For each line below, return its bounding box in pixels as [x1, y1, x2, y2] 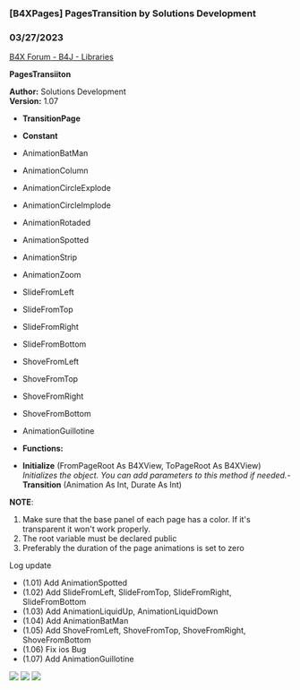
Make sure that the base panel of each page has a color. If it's [21, 514, 251, 525]
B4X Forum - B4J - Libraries [9, 52, 114, 63]
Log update [9, 560, 52, 571]
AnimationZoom [21, 270, 81, 280]
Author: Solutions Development [9, 86, 127, 97]
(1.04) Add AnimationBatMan [21, 616, 129, 626]
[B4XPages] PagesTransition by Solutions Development [9, 7, 257, 20]
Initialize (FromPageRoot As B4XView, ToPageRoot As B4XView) [21, 461, 261, 471]
